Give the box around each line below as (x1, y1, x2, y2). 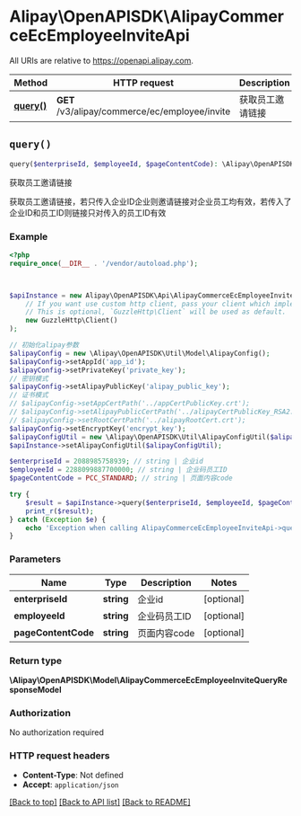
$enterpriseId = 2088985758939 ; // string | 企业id (9, 457, 204, 466)
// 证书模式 (9, 391, 49, 400)
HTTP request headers (9, 749, 110, 762)
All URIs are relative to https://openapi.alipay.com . (9, 55, 194, 66)
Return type (9, 654, 63, 667)
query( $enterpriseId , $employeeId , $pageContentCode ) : (9, 159, 219, 168)
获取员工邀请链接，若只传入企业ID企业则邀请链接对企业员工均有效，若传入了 (9, 196, 292, 207)
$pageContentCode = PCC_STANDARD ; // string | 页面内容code (9, 474, 233, 483)
